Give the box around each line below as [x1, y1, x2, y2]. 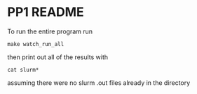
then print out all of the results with [7, 53, 109, 61]
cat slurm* [7, 66, 39, 73]
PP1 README [7, 4, 84, 20]
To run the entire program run [7, 27, 93, 36]
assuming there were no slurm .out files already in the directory [7, 78, 191, 87]
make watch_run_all [7, 40, 64, 47]
